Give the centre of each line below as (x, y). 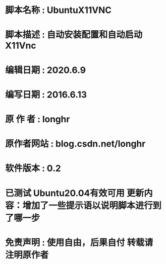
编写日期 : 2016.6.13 (46, 94)
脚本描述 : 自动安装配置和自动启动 (74, 35)
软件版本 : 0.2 (33, 168)
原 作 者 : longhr (38, 119)
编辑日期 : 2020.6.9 (45, 70)
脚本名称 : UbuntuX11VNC (58, 10)
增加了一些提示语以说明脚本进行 (88, 206)
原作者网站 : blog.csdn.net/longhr (75, 144)
